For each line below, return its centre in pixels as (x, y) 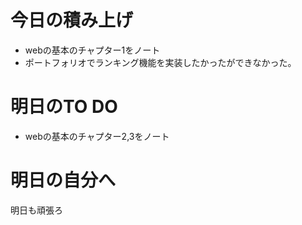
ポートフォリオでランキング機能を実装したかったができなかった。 (160, 62)
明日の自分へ (63, 180)
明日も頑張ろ (36, 210)
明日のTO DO (64, 107)
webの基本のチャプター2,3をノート (97, 136)
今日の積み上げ (72, 20)
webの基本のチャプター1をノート (92, 50)
